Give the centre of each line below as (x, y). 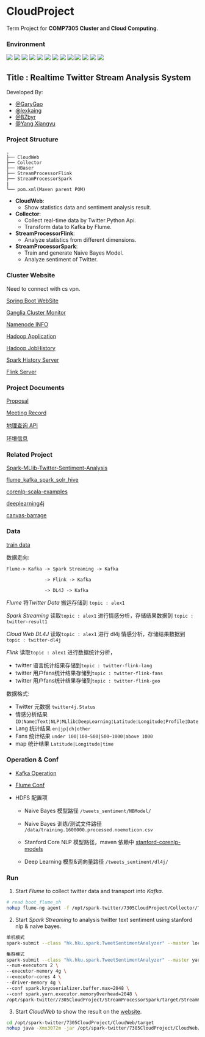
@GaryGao (29, 104)
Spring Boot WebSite (33, 301)
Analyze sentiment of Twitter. (61, 260)
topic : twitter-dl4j (34, 640)
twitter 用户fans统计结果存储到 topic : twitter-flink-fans (89, 673)
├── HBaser (20, 168)
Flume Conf (30, 785)
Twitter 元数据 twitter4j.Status (55, 706)
